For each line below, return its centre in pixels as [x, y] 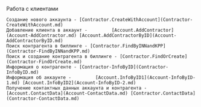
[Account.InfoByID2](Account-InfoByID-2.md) [79, 83]
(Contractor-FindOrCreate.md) [44, 62]
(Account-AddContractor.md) [42, 35]
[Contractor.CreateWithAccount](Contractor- [136, 20]
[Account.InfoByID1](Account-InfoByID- [146, 78]
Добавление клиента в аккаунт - [47, 30]
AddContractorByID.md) [35, 41]
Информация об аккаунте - [39, 78]
